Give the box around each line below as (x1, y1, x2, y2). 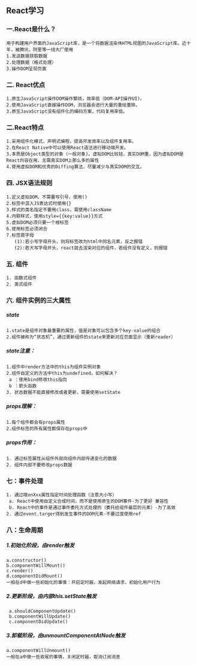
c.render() (6, 567, 34, 573)
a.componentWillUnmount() (6, 647, 71, 654)
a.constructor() (6, 557, 47, 563)
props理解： (6, 403, 37, 410)
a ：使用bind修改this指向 (8, 376, 67, 382)
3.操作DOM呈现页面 (6, 65, 47, 72)
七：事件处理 (6, 476, 44, 485)
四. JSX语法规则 (6, 179, 53, 187)
